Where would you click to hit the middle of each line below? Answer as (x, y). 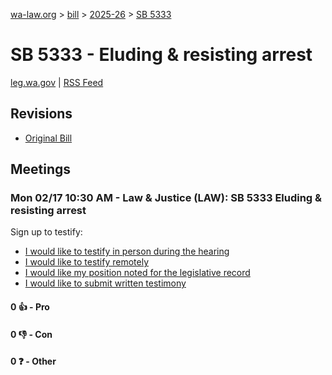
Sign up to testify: (46, 232)
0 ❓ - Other (33, 361)
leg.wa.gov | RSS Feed (57, 82)
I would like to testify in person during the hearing (127, 251)
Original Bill (48, 138)
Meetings (41, 169)
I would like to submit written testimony (105, 283)
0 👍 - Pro (30, 307)
